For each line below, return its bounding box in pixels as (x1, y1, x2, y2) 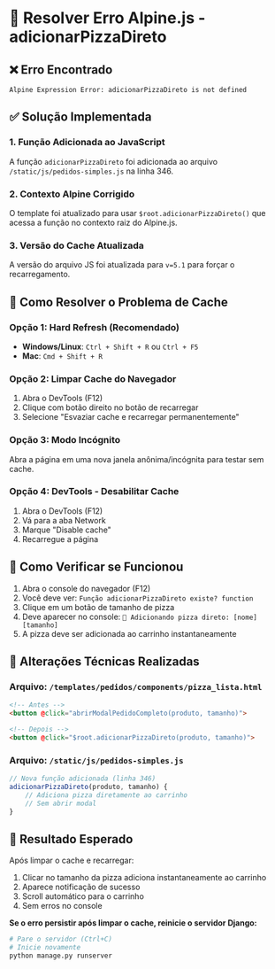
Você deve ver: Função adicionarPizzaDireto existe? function (21, 593, 254, 603)
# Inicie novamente (9, 943, 81, 952)
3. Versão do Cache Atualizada (9, 239, 144, 252)
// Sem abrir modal (25, 799, 97, 808)
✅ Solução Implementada (9, 110, 152, 125)
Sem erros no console (21, 901, 103, 911)
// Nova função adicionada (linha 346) (9, 774, 157, 783)
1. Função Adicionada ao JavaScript (9, 136, 165, 149)
